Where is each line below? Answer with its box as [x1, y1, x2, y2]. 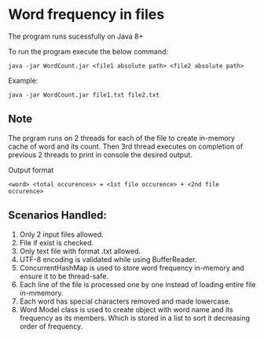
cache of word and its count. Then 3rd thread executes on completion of [8, 142, 244, 151]
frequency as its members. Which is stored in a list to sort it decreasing [19, 313, 250, 322]
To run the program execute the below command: [8, 46, 169, 56]
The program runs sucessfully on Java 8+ [8, 31, 144, 41]
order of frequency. [19, 321, 83, 331]
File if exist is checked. [19, 238, 94, 247]
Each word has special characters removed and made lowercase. [19, 297, 231, 306]
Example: [8, 76, 38, 85]
